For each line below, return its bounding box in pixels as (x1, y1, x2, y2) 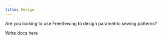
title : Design (5, 7, 35, 12)
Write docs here (5, 30, 38, 36)
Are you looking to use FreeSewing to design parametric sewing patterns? (5, 20, 157, 26)
